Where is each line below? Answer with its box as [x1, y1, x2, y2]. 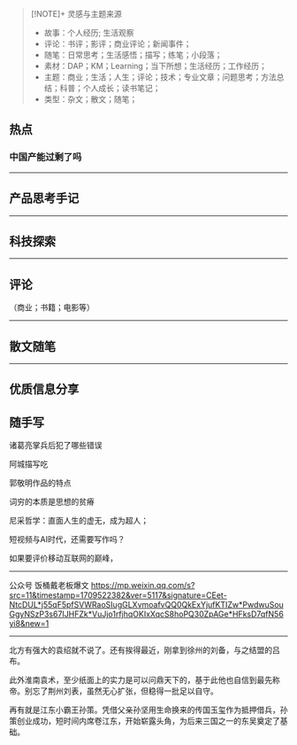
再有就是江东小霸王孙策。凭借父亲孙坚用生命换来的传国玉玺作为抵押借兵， [9, 704, 280, 716]
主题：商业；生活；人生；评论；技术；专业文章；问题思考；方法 [43, 72, 277, 82]
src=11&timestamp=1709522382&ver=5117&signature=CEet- [9, 590, 227, 601]
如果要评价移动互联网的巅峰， [9, 553, 118, 563]
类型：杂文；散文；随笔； [43, 94, 138, 105]
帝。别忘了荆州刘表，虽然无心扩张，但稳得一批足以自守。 [9, 686, 218, 696]
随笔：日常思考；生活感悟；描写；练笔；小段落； [43, 50, 223, 60]
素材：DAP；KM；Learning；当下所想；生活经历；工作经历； [43, 61, 267, 71]
